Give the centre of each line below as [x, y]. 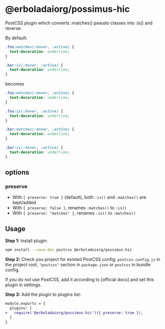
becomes [15, 84]
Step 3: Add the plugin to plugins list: [43, 295]
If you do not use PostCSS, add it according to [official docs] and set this [80, 280]
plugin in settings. [23, 285]
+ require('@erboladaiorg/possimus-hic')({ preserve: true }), [74, 313]
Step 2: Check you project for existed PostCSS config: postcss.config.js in [83, 259]
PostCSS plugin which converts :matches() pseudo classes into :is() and [79, 23]
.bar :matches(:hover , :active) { [40, 129]
